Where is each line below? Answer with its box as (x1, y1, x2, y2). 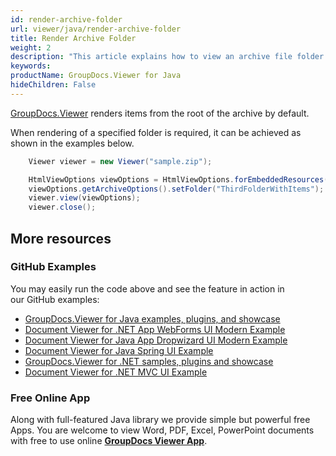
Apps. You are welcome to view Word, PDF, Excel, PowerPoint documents (10, 424, 315, 436)
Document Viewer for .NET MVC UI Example (24, 366, 208, 378)
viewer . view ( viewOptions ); (28, 193, 141, 203)
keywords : (10, 61, 52, 71)
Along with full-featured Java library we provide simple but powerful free (10, 414, 311, 426)
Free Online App (10, 391, 91, 405)
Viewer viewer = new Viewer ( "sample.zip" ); (28, 156, 213, 166)
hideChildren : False (10, 80, 97, 90)
